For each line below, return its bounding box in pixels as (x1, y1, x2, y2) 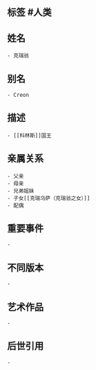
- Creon (7, 92, 30, 99)
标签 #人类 (7, 6, 52, 19)
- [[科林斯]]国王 (7, 132, 52, 139)
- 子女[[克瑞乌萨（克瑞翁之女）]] (7, 194, 90, 202)
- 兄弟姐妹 (7, 187, 35, 194)
